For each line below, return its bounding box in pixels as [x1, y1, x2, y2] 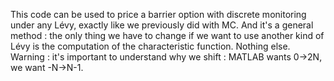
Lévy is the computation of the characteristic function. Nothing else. [10, 40, 291, 52]
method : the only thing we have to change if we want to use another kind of [10, 30, 325, 41]
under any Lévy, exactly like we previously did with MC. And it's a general [10, 19, 314, 31]
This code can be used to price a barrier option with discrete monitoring [10, 9, 307, 20]
